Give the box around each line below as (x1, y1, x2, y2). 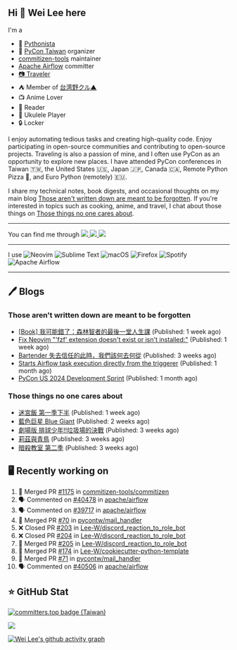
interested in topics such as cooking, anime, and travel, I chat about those (8, 201, 222, 210)
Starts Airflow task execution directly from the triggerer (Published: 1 (18, 359, 217, 367)
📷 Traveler (18, 70, 51, 78)
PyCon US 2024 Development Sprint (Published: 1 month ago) (18, 374, 198, 382)
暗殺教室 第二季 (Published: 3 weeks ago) (18, 443, 139, 452)
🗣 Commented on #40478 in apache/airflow (18, 495, 148, 504)
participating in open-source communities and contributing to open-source (8, 142, 226, 151)
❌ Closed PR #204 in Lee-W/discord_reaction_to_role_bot (18, 531, 186, 540)
